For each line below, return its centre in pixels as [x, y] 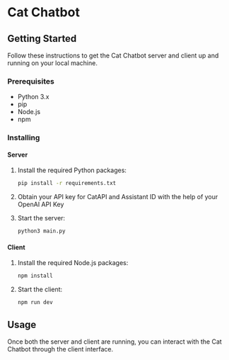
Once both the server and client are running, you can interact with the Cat [115, 342]
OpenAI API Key [41, 204]
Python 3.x [33, 97]
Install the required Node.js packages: [73, 263]
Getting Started [42, 39]
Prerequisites [31, 81]
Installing [24, 137]
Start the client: [40, 289]
